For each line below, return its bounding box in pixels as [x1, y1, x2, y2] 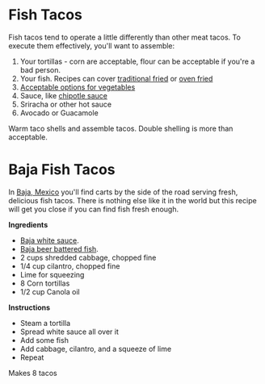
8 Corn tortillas [19, 278, 70, 288]
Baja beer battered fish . [19, 244, 99, 253]
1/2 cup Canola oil [19, 286, 80, 296]
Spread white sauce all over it [19, 327, 119, 336]
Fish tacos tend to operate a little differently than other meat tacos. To [8, 32, 241, 42]
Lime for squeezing [19, 269, 85, 279]
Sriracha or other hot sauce [19, 99, 111, 109]
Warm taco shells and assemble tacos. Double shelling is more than [8, 123, 233, 133]
